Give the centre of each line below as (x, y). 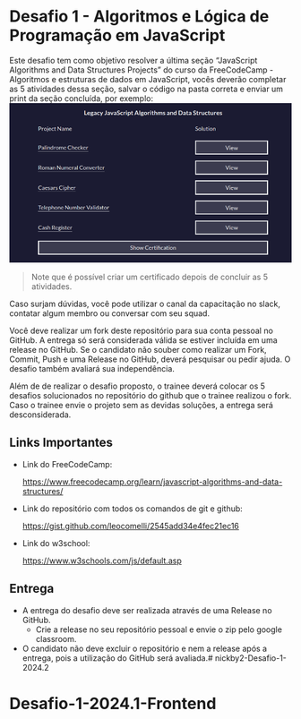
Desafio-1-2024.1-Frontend (113, 703)
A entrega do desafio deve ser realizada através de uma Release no (147, 610)
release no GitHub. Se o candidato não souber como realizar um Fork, (138, 350)
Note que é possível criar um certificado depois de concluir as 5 (150, 277)
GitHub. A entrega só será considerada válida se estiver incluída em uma (143, 340)
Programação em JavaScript (117, 35)
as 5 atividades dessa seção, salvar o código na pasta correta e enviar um (146, 89)
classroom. (56, 638)
